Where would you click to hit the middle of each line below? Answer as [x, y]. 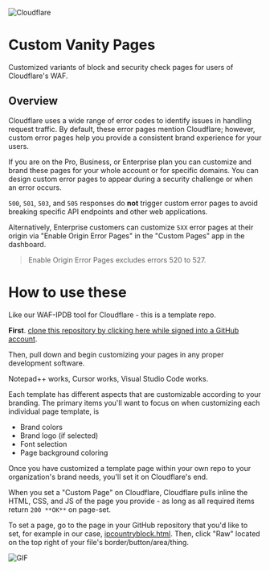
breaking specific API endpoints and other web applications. [108, 211]
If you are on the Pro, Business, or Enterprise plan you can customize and [130, 162]
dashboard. [27, 244]
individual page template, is [54, 411]
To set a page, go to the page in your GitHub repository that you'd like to [128, 525]
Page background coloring [64, 452]
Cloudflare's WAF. [38, 76]
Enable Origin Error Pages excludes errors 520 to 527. [117, 260]
